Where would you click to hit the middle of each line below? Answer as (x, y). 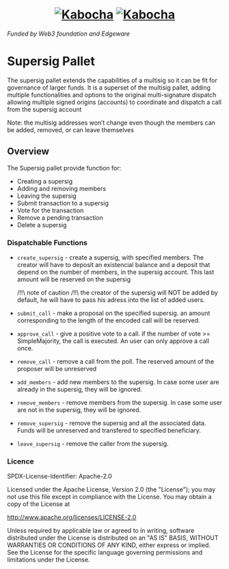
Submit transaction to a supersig (63, 203)
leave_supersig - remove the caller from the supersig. (93, 443)
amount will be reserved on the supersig (74, 279)
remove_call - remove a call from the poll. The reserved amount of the (116, 361)
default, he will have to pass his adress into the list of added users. (111, 300)
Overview (28, 152)
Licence (21, 461)
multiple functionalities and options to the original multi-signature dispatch (112, 94)
